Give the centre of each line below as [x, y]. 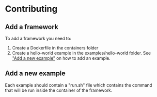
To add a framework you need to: [38, 38]
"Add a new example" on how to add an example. [61, 58]
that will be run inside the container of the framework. [59, 90]
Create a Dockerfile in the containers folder [55, 48]
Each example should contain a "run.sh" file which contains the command [79, 85]
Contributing [31, 9]
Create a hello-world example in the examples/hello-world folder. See [81, 53]
